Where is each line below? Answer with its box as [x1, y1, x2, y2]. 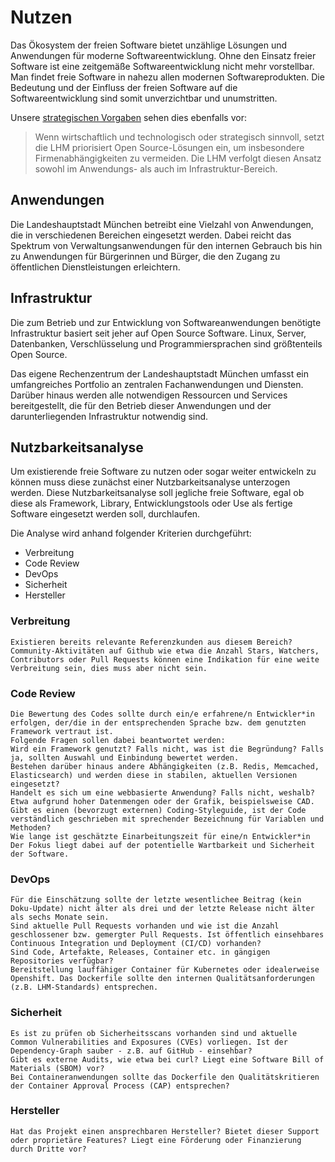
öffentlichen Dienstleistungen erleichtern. [10, 261, 181, 273]
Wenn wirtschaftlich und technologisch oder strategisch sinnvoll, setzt [34, 131, 325, 143]
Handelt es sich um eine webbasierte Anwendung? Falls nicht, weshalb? [10, 787, 315, 798]
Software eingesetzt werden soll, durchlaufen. [10, 508, 201, 520]
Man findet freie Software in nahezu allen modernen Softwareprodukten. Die [10, 71, 325, 83]
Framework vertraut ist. [10, 726, 114, 736]
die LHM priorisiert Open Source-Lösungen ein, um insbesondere [34, 141, 305, 153]
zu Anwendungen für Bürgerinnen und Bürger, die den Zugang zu [10, 250, 281, 262]
